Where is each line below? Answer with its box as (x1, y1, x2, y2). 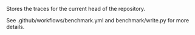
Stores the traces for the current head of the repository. (6, 5, 146, 12)
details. (6, 24, 25, 30)
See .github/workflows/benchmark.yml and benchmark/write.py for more (6, 17, 190, 24)
